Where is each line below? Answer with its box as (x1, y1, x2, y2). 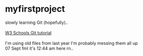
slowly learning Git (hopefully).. (5, 19, 69, 25)
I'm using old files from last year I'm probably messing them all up (5, 40, 138, 46)
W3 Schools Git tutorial (5, 30, 52, 36)
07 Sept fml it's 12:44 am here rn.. (5, 45, 73, 51)
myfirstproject (5, 3, 65, 15)
